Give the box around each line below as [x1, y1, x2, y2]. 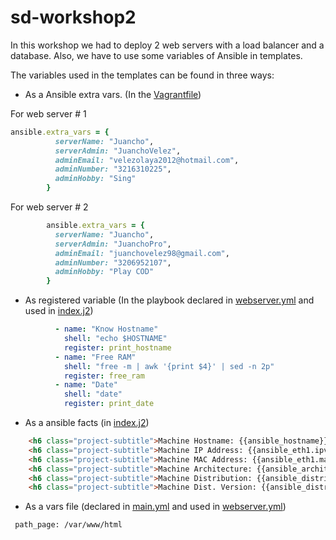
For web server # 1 [10, 107, 87, 120]
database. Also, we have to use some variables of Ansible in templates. [10, 49, 303, 61]
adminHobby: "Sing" [54, 174, 137, 184]
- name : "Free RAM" [54, 352, 137, 362]
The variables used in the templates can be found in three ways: [10, 69, 275, 81]
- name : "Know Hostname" [54, 324, 159, 335]
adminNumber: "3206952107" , [54, 257, 172, 268]
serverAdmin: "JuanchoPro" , [54, 239, 172, 249]
